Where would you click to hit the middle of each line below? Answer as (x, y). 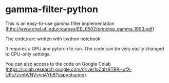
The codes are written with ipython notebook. (53, 39)
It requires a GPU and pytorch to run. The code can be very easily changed (85, 48)
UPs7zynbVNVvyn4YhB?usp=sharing (45, 74)
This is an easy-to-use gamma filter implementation (60, 23)
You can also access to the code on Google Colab (58, 64)
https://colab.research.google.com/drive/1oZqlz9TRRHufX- (70, 69)
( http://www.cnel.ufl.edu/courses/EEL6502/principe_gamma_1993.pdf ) (80, 29)
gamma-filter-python (52, 9)
